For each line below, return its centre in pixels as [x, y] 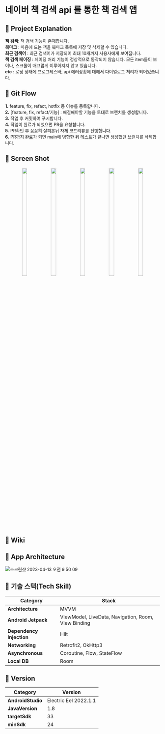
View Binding [75, 623]
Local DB [18, 661]
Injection [18, 637]
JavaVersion [23, 708]
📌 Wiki [15, 541]
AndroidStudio [25, 701]
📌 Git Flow [21, 94]
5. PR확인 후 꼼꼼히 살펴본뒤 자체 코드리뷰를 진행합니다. [58, 130]
